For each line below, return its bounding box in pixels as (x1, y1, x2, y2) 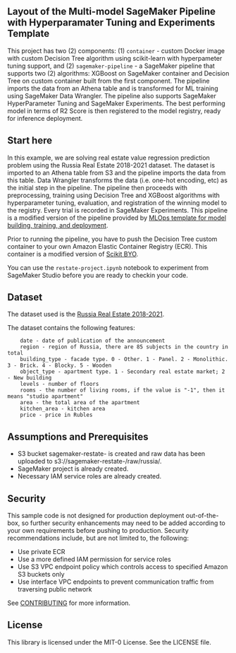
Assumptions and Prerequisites (7, 430, 149, 442)
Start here (7, 134, 53, 147)
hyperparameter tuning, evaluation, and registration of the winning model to (7, 198, 228, 207)
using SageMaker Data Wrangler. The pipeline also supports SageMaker (7, 91, 216, 100)
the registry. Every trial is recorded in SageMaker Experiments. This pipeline (7, 206, 228, 214)
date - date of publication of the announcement (20, 337, 166, 345)
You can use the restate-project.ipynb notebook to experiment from (7, 263, 209, 271)
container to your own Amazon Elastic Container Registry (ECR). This (7, 242, 208, 250)
